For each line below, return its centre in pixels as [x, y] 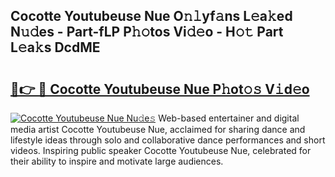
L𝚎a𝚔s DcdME [55, 47]
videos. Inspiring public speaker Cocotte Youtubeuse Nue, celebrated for [161, 150]
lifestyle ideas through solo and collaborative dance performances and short [168, 140]
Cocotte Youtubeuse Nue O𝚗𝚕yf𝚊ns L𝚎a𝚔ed [151, 16]
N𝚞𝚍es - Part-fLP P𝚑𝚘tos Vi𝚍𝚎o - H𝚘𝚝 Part [147, 32]
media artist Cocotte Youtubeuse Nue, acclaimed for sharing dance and [158, 129]
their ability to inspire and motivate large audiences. [117, 161]
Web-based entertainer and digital [229, 118]
